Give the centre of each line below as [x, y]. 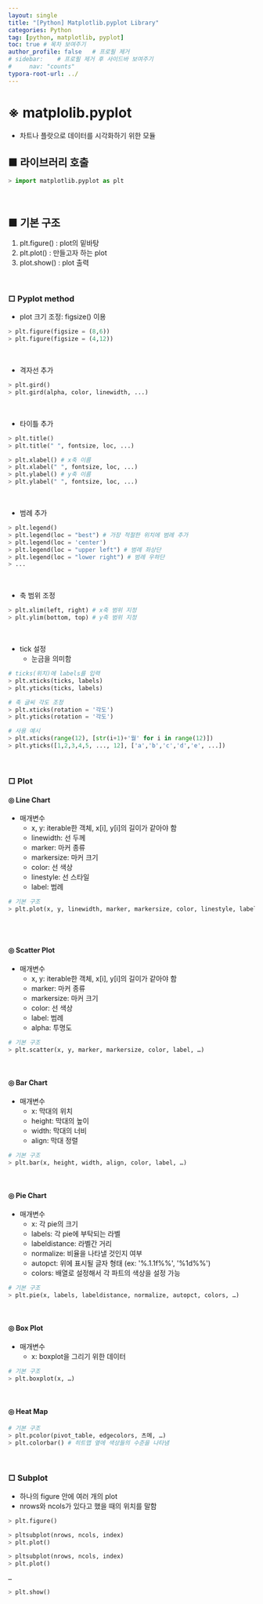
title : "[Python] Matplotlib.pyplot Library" [83, 23]
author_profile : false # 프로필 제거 [69, 52]
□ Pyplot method [41, 298]
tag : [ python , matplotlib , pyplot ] [66, 37]
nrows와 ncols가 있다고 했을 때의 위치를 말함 [88, 1506]
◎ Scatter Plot [32, 950]
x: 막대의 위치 [52, 1111]
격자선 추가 [36, 371]
